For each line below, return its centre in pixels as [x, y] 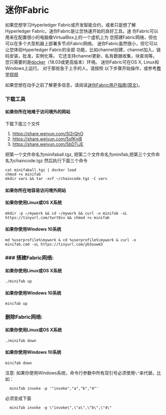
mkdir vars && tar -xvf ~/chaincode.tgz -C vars [56, 179]
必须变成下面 [18, 398]
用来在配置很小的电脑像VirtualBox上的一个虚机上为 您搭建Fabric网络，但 [79, 37]
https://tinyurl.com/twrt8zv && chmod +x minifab [57, 218]
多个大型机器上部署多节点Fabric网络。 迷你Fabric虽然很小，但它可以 [88, 43]
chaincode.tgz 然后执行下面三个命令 [51, 161]
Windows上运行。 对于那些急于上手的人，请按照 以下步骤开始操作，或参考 [81, 68]
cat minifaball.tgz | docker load [41, 170]
